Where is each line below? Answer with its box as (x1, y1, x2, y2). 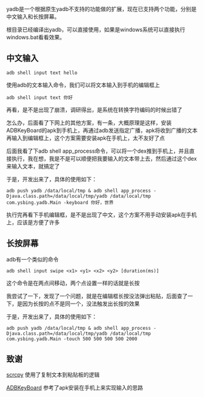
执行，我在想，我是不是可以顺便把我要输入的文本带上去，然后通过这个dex (11, 155, 197, 162)
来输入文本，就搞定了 (6, 162, 60, 170)
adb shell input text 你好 (6, 94, 73, 101)
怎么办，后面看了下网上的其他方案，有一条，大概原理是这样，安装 (6, 118, 172, 126)
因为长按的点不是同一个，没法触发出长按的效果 (22, 300, 140, 307)
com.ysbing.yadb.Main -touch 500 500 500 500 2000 (6, 335, 138, 342)
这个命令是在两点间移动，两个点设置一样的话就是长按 (6, 279, 140, 286)
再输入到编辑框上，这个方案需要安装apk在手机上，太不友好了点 (6, 134, 166, 142)
